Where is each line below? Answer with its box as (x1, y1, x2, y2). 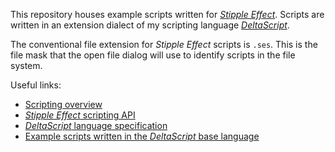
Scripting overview (24, 99, 103, 110)
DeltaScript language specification (24, 120, 168, 131)
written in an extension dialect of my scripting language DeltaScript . (10, 19, 290, 31)
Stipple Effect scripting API (24, 109, 136, 121)
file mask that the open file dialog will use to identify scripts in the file (10, 49, 296, 61)
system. (10, 60, 43, 71)
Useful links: (10, 79, 62, 91)
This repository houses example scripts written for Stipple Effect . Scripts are (10, 9, 325, 20)
